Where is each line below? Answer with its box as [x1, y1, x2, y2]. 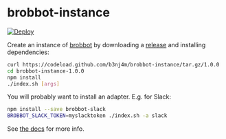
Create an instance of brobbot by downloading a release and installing [7, 40, 206, 49]
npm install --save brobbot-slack [7, 106, 106, 113]
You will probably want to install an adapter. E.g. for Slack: [7, 92, 172, 101]
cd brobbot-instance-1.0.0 [7, 67, 84, 75]
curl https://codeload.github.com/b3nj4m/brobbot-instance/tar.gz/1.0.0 [7, 61, 220, 68]
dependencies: [7, 48, 49, 56]
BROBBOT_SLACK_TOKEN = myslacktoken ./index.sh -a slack [7, 112, 168, 119]
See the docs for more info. [7, 125, 84, 133]
